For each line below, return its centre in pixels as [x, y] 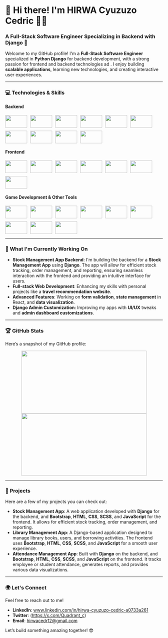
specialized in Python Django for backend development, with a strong [77, 59]
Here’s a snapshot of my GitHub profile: [46, 343]
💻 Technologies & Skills [35, 93]
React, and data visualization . [43, 302]
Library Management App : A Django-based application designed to [82, 532]
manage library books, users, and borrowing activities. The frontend [82, 537]
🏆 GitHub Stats [24, 331]
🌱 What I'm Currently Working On [46, 248]
